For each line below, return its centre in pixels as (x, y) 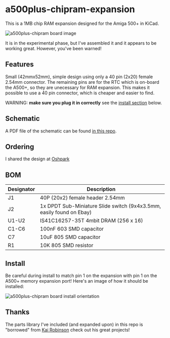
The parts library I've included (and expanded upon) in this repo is (74, 324)
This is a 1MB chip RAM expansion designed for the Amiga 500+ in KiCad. (82, 23)
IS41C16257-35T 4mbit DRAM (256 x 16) (91, 221)
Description (101, 189)
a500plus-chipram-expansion (70, 9)
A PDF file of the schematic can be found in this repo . (61, 131)
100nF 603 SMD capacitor (72, 229)
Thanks (17, 312)
